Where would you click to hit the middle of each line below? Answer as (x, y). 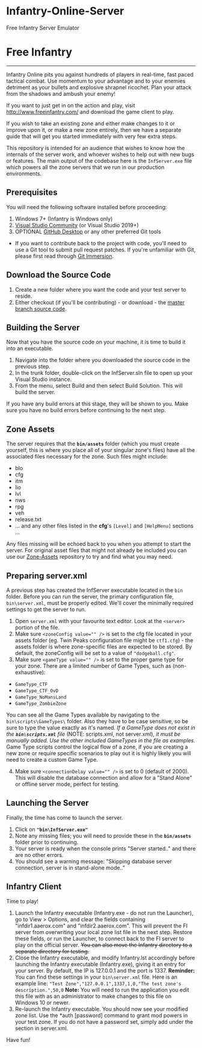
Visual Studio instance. (43, 379)
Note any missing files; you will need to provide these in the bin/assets (103, 835)
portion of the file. (37, 627)
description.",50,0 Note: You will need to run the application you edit (102, 990)
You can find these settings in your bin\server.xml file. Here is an (96, 977)
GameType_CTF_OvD (37, 691)
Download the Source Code (59, 275)
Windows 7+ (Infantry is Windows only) (64, 219)
